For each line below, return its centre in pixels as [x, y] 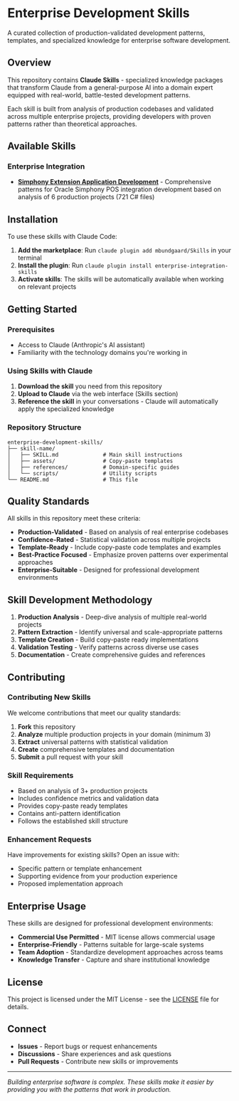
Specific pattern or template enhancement [80, 868]
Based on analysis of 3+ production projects [83, 791]
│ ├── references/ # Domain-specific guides [94, 467]
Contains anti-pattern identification [69, 814]
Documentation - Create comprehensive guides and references [111, 655]
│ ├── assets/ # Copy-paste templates [90, 461]
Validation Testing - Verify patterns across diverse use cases [108, 647]
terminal [30, 258]
